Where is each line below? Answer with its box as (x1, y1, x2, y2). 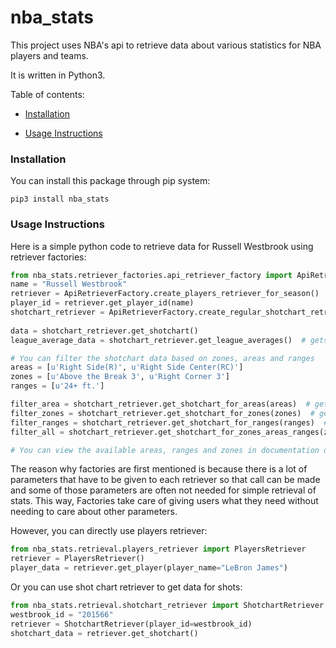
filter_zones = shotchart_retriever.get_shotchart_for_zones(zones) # (10, 408, 315, 418)
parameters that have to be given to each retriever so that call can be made (10, 474, 321, 486)
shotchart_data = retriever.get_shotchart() (10, 628, 199, 638)
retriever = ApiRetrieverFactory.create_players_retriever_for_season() (10, 289, 320, 299)
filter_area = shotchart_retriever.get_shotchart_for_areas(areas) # (10, 399, 311, 410)
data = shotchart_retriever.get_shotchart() (10, 326, 199, 336)
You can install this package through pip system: (10, 175, 211, 187)
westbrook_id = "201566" (10, 609, 114, 620)
